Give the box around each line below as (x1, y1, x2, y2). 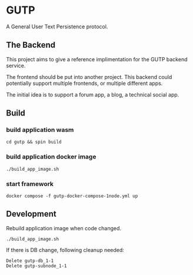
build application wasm (6, 126, 74, 134)
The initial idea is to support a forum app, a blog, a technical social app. (6, 91, 179, 98)
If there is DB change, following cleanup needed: (6, 246, 125, 253)
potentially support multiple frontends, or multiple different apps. (6, 79, 163, 87)
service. (6, 62, 26, 69)
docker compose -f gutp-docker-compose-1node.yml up (6, 193, 138, 199)
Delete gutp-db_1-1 (6, 257, 54, 264)
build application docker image (6, 153, 96, 161)
